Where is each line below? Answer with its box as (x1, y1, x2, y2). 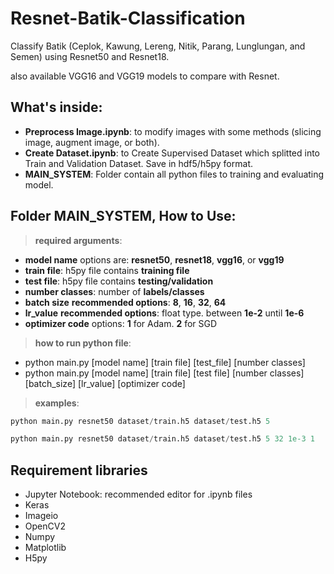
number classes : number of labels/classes (24, 285, 205, 297)
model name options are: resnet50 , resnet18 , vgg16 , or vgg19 (24, 253, 285, 266)
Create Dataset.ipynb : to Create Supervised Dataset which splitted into (24, 147, 320, 159)
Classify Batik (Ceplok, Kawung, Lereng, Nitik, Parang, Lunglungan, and (10, 40, 306, 52)
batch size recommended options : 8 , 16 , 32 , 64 (24, 296, 227, 308)
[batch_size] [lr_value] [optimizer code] (24, 377, 186, 389)
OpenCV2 (24, 520, 66, 532)
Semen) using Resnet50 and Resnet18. (10, 50, 170, 62)
